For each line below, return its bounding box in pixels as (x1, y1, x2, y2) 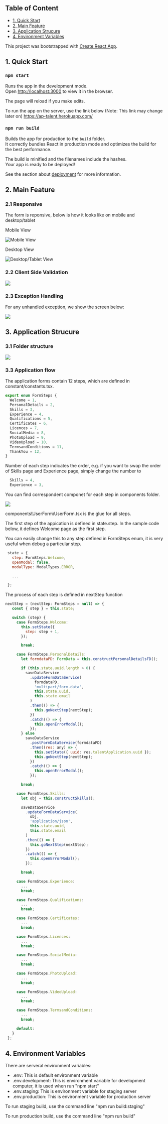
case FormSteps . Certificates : (16, 916, 80, 921)
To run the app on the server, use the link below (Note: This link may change (5, 107, 163, 113)
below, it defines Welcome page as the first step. (5, 526, 106, 532)
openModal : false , (12, 560, 51, 565)
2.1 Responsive (5, 201, 43, 208)
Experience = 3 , (10, 482, 44, 487)
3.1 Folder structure (5, 343, 54, 350)
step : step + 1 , (25, 629, 59, 634)
